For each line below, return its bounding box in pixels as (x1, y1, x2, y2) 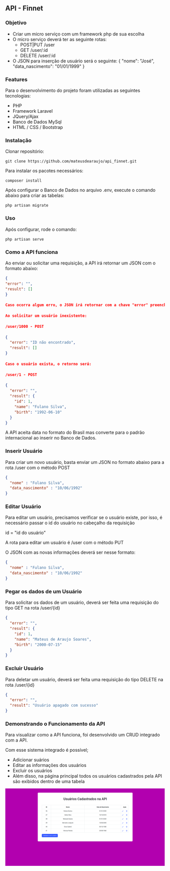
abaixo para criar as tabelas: (5, 192, 65, 198)
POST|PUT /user (20, 42, 55, 48)
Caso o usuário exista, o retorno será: (5, 361, 92, 366)
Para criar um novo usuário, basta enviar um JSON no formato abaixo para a (5, 459, 164, 465)
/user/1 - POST (5, 372, 37, 377)
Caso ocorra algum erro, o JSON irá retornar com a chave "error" (5, 303, 148, 308)
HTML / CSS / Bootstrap (12, 124, 63, 130)
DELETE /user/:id (20, 52, 56, 58)
